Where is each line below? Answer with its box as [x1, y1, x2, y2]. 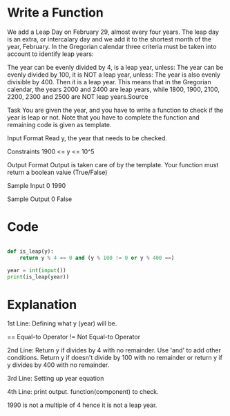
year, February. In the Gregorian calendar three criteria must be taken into [7, 42, 217, 50]
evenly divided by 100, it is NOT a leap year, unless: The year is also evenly [7, 70, 221, 79]
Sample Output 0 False [7, 195, 73, 203]
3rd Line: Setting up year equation [7, 375, 104, 383]
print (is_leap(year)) [7, 273, 70, 281]
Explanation [7, 296, 77, 312]
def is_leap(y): [7, 247, 54, 255]
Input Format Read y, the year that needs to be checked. [7, 133, 168, 142]
